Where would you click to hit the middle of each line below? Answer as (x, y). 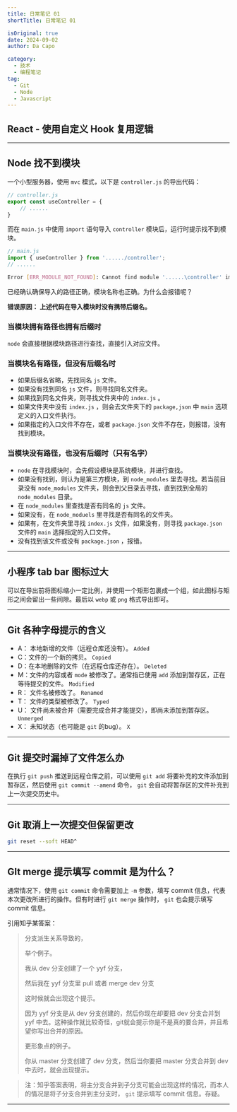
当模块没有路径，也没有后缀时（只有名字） (80, 453)
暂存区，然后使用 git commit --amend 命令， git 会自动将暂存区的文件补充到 (118, 785)
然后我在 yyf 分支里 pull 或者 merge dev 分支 (89, 983)
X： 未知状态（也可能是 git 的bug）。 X (74, 727)
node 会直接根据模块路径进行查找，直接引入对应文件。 (86, 344)
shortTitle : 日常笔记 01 (42, 21)
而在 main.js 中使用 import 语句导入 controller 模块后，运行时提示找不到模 (117, 229)
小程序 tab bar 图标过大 (58, 572)
